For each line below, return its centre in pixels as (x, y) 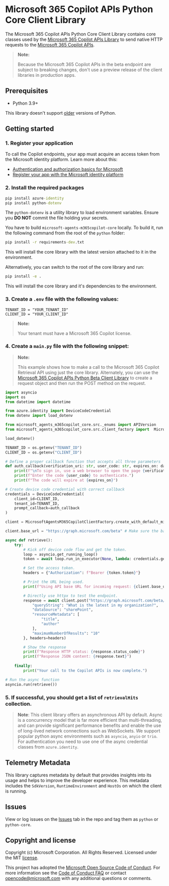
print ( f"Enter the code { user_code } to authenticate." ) (74, 476)
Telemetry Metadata (38, 763)
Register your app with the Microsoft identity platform (68, 175)
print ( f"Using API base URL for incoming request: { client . (88, 586)
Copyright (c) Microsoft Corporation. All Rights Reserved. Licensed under (81, 853)
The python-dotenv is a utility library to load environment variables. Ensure (82, 213)
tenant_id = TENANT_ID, (37, 504)
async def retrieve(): (29, 540)
